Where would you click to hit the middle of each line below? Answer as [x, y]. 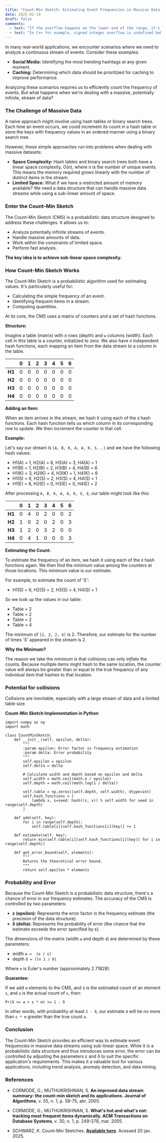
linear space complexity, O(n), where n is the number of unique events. [84, 167]
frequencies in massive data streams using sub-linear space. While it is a [80, 1046]
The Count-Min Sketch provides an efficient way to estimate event [72, 1040]
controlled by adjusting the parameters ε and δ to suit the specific [72, 1056]
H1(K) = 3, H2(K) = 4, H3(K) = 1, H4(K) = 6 [55, 473]
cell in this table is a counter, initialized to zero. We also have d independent [82, 340]
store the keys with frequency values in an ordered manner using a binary [80, 132]
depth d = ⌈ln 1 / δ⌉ [34, 959]
